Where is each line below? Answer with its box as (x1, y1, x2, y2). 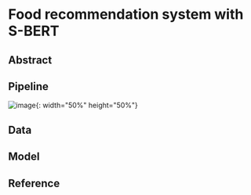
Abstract (8, 53, 53, 67)
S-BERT (8, 22, 60, 40)
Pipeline (8, 80, 49, 93)
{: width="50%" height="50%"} (35, 100, 139, 110)
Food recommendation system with (8, 5, 244, 23)
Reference (8, 176, 60, 190)
